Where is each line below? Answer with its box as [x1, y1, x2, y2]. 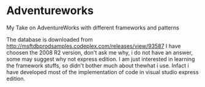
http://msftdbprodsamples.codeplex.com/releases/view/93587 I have [6, 42, 181, 50]
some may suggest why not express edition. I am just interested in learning [6, 55, 195, 62]
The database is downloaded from [6, 36, 93, 43]
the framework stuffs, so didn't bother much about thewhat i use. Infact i [6, 62, 189, 69]
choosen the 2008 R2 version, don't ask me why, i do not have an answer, [6, 48, 193, 56]
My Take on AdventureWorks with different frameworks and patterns [6, 24, 179, 31]
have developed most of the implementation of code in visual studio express [6, 68, 199, 75]
